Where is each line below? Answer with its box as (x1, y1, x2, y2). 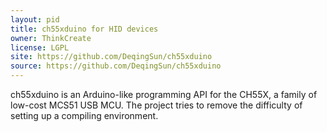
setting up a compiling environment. (10, 110, 159, 121)
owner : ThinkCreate (10, 33, 92, 43)
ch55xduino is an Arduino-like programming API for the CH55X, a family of (10, 89, 318, 100)
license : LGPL (10, 42, 70, 53)
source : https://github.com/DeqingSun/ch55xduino (10, 61, 222, 71)
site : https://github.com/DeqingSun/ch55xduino (10, 52, 213, 62)
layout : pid (10, 14, 60, 25)
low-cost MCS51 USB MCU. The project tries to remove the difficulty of (10, 99, 303, 111)
